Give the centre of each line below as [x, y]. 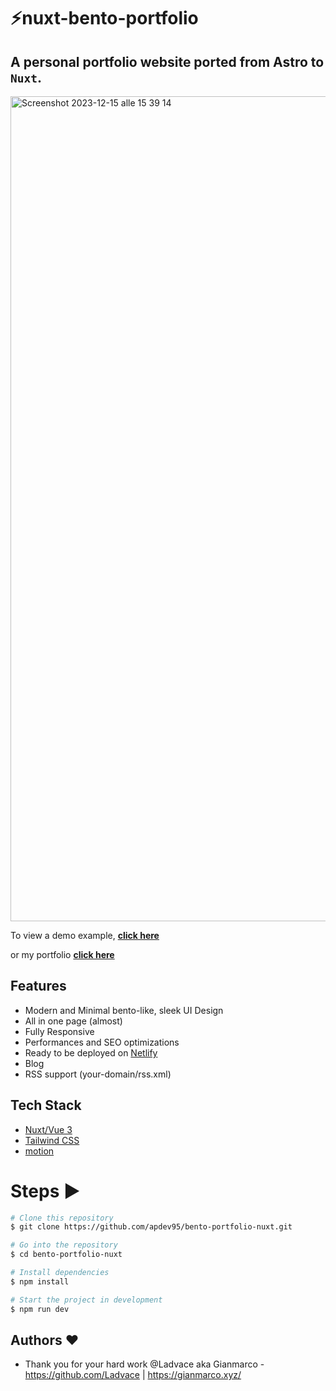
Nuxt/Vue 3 [48, 1129]
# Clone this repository [62, 1218]
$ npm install [40, 1281]
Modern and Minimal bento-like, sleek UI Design [124, 1010]
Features [38, 986]
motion [39, 1151]
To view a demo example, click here [85, 935]
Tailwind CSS [52, 1140]
